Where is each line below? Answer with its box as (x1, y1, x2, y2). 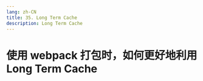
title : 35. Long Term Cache (6, 15, 78, 21)
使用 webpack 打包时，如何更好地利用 (6, 48, 198, 62)
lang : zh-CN (6, 9, 36, 15)
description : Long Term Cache (6, 20, 83, 26)
